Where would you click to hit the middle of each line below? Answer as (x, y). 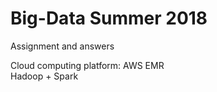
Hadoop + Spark (44, 76)
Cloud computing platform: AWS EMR (87, 65)
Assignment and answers (62, 46)
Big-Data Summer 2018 (109, 18)
